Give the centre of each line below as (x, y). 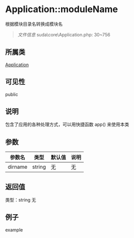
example (14, 230)
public (12, 94)
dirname (18, 167)
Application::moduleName (62, 9)
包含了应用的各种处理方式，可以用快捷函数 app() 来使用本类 (67, 124)
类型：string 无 (21, 200)
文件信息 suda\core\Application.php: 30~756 (64, 34)
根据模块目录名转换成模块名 (34, 24)
